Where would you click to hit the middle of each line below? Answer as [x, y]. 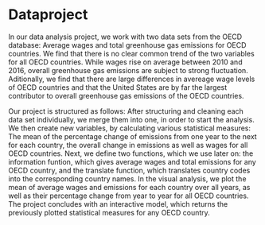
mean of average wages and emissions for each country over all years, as [129, 187]
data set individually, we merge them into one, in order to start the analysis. [131, 119]
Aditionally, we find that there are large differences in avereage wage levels [132, 79]
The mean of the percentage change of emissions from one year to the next [132, 136]
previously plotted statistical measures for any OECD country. [109, 212]
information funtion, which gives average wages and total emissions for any [132, 161]
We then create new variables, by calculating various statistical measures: [130, 128]
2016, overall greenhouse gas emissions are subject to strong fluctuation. [128, 70]
